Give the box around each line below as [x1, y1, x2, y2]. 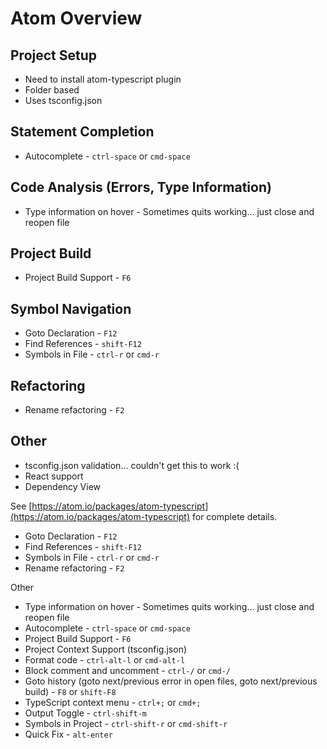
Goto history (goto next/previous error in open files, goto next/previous [24, 675, 318, 687]
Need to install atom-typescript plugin [24, 73, 182, 85]
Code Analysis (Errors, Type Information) [10, 179, 272, 196]
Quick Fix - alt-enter [24, 728, 113, 740]
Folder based [24, 84, 80, 96]
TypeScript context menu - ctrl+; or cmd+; [24, 696, 202, 708]
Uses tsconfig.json [24, 95, 103, 106]
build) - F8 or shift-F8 [24, 685, 117, 697]
